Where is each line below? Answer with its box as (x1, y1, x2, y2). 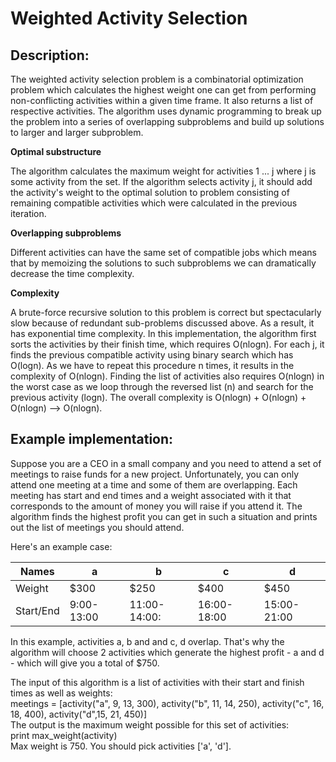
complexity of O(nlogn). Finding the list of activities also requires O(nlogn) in (10, 370, 325, 382)
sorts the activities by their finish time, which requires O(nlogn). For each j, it (10, 338, 325, 350)
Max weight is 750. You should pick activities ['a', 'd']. (10, 740, 232, 752)
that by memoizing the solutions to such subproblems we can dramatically (10, 257, 317, 269)
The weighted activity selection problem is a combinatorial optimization (10, 73, 304, 85)
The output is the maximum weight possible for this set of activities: (10, 718, 290, 731)
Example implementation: (10, 431, 174, 448)
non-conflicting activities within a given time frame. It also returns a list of (10, 95, 314, 106)
